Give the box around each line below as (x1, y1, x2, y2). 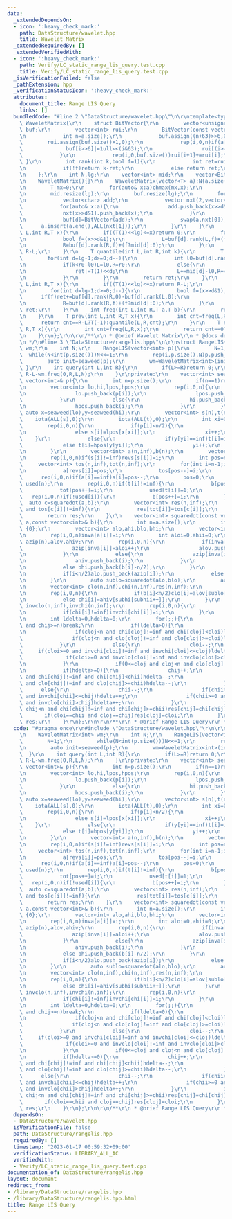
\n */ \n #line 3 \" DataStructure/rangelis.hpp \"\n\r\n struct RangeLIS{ (19, 339, 227, 346)
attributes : (13, 94, 48, 101)
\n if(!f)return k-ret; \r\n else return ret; (19, 164, 221, 172)
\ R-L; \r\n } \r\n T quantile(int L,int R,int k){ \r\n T (19, 249, 224, 256)
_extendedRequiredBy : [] (13, 42, 85, 49)
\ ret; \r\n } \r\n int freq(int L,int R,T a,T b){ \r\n (19, 306, 196, 314)
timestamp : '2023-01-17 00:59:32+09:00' (13, 1144, 131, 1150)
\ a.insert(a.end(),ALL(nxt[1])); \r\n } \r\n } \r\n (19, 222, 215, 229)
